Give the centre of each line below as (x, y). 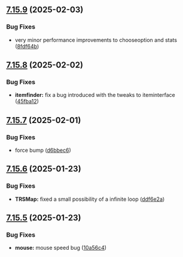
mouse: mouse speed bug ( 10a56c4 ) (60, 248)
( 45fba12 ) (27, 102)
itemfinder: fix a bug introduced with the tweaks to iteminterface (95, 95)
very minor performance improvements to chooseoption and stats (96, 40)
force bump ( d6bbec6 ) (43, 150)
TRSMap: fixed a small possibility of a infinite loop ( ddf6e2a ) (90, 199)
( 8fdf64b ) (27, 46)
